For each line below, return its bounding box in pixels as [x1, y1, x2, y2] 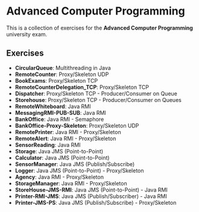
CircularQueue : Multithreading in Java [14, 64, 112, 71]
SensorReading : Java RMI [14, 141, 81, 149]
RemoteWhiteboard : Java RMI [14, 103, 92, 110]
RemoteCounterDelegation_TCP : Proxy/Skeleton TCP [14, 83, 150, 91]
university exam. [6, 30, 48, 37]
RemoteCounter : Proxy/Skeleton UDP [14, 71, 109, 78]
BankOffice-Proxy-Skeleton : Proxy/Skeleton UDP [14, 122, 139, 129]
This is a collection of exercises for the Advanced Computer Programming [6, 24, 193, 31]
